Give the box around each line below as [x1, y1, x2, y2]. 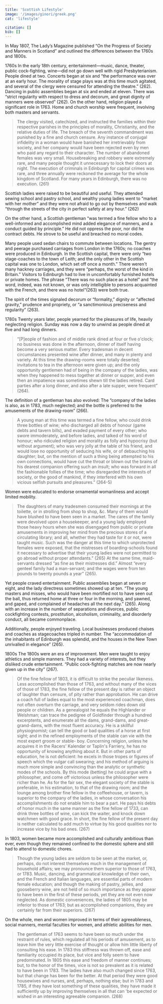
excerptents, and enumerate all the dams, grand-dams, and [16, 717, 136, 723]
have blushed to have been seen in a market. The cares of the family [16, 514, 154, 520]
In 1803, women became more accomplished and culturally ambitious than [5, 836, 154, 842]
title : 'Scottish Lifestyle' [5, 7, 64, 12]
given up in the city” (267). [5, 667, 58, 672]
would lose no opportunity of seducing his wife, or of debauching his [16, 448, 155, 454]
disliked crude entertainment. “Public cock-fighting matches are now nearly [5, 661, 156, 667]
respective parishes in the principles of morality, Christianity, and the [16, 124, 155, 130]
